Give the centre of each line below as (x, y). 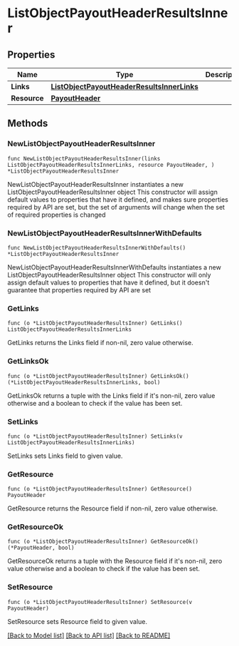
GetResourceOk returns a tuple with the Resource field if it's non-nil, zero (115, 561)
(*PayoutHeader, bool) (41, 548)
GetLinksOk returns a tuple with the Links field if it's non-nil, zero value (111, 395)
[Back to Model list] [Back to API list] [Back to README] (89, 635)
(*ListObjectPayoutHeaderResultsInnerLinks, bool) (84, 382)
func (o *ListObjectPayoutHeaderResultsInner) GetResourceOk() (103, 542)
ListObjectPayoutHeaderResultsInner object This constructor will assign (113, 192)
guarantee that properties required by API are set (79, 289)
